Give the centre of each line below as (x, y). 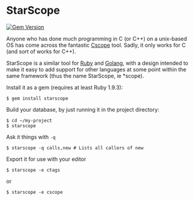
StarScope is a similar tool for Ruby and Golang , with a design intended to (97, 63)
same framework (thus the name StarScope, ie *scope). (75, 76)
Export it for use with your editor (46, 159)
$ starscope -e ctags (33, 170)
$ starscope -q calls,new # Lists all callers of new (75, 148)
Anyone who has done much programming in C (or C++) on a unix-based (97, 38)
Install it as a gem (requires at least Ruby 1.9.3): (65, 87)
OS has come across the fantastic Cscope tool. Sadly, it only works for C (96, 45)
